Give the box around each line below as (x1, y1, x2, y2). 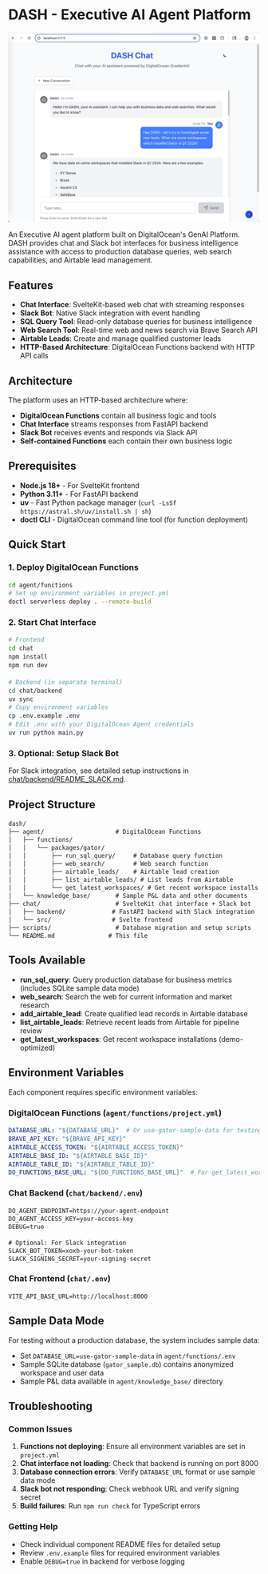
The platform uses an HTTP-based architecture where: (8, 395, 188, 405)
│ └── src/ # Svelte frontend (8, 916, 173, 924)
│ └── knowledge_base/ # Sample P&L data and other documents (8, 892, 248, 900)
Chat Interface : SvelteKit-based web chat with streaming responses (19, 300, 245, 310)
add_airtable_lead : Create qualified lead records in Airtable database (19, 1008, 249, 1018)
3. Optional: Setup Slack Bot (8, 747, 120, 759)
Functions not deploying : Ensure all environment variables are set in (19, 1442, 246, 1452)
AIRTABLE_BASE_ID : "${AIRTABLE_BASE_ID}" (8, 1151, 148, 1159)
